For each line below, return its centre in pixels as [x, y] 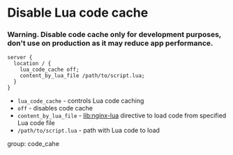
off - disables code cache [55, 108]
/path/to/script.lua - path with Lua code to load [89, 131]
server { [20, 58]
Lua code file [36, 123]
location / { [32, 64]
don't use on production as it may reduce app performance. [110, 43]
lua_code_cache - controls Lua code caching [81, 101]
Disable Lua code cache [78, 13]
